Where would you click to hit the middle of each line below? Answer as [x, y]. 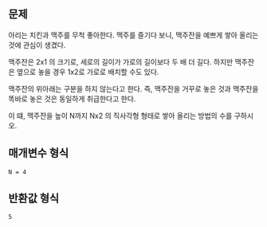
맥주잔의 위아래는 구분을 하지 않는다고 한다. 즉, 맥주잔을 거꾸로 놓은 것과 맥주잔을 [133, 88]
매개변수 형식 [39, 153]
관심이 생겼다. [44, 45]
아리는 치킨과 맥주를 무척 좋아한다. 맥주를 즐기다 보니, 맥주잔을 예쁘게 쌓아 [123, 35]
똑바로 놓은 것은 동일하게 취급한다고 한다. [72, 99]
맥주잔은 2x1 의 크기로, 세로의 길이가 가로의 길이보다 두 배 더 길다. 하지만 [121, 61]
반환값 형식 [34, 199]
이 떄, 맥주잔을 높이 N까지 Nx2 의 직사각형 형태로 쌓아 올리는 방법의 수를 [120, 115]
